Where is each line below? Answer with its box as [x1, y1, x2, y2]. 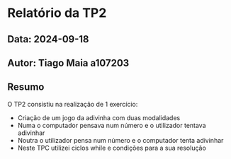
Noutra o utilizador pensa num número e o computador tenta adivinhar [17, 136, 224, 144]
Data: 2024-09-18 [7, 33, 89, 45]
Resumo [7, 81, 45, 93]
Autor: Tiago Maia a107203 [7, 57, 130, 69]
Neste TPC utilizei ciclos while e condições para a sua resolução [17, 143, 207, 152]
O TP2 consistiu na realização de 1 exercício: [7, 100, 138, 108]
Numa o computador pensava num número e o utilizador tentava [17, 121, 207, 129]
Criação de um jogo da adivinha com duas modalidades [17, 113, 181, 122]
